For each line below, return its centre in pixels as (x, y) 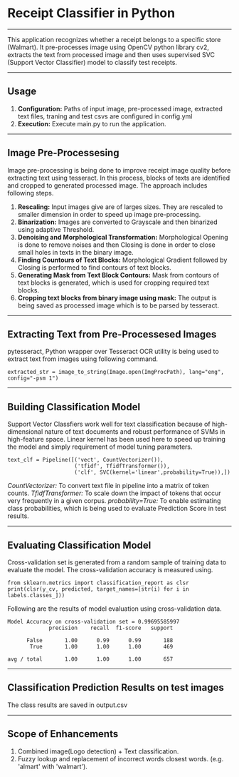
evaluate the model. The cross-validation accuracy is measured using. (110, 570)
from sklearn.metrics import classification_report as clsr (99, 583)
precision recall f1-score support (111, 628)
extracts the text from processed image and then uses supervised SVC (111, 54)
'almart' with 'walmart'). (52, 766)
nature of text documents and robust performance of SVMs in (135, 432)
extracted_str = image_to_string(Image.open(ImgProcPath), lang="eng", (116, 372)
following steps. (31, 193)
